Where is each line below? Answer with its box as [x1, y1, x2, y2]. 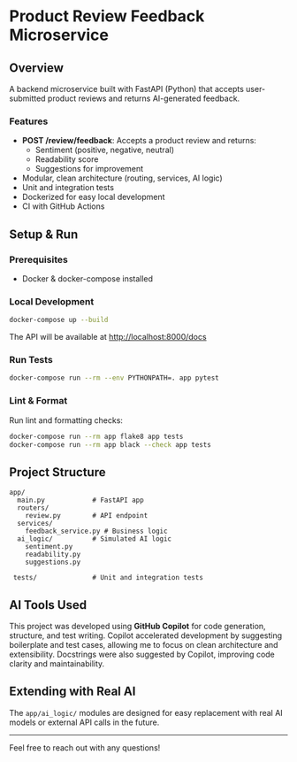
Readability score [34, 154, 99, 165]
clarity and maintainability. [9, 658, 105, 669]
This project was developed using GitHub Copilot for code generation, [9, 621, 267, 631]
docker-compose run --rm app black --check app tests [9, 440, 212, 449]
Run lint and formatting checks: [9, 414, 124, 426]
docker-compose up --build [9, 316, 109, 325]
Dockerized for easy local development [21, 192, 165, 203]
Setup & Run [9, 227, 79, 242]
